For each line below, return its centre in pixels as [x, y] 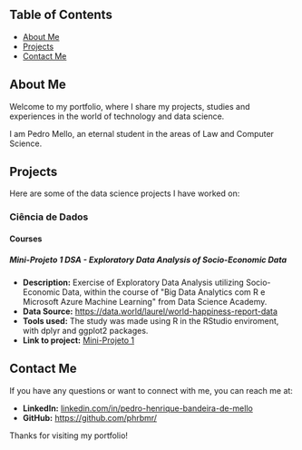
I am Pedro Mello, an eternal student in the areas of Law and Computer [142, 133]
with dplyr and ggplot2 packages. [85, 330]
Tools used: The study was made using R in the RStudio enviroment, [151, 320]
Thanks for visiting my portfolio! [69, 435]
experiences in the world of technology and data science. [117, 116]
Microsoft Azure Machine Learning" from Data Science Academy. [145, 301]
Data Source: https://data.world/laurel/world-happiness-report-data [150, 311]
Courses [26, 239]
